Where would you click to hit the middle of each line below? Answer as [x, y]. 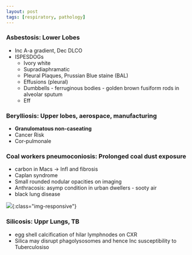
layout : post [22, 11]
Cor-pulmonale [33, 141]
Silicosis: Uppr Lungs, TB [43, 221]
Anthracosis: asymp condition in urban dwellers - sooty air [86, 188]
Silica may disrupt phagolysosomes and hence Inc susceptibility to [95, 241]
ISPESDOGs [29, 57]
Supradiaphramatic [47, 69]
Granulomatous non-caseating [53, 129]
